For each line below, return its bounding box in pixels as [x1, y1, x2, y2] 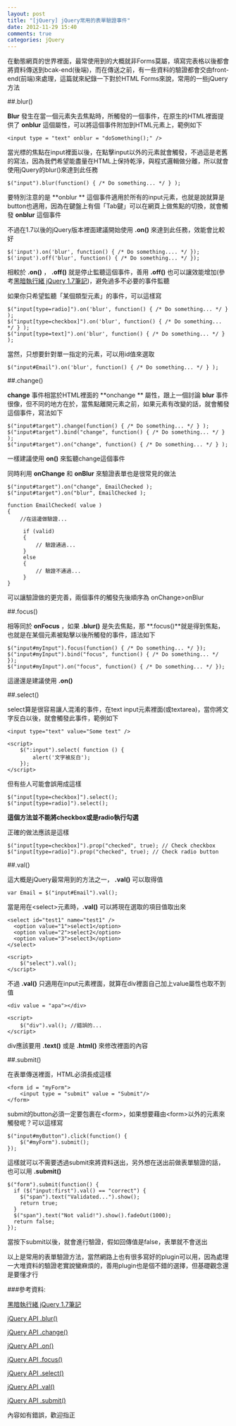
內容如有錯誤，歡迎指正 [7, 1411, 75, 1420]
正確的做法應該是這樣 [7, 828, 69, 836]
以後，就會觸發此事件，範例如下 [25, 714, 118, 723]
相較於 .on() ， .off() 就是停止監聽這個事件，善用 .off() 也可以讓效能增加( [7, 268, 220, 276]
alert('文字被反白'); [32, 754, 91, 762]
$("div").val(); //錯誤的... [20, 1022, 102, 1030]
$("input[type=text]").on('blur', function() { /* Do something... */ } [7, 331, 225, 338]
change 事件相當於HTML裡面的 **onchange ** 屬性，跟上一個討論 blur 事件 [7, 391, 229, 399]
